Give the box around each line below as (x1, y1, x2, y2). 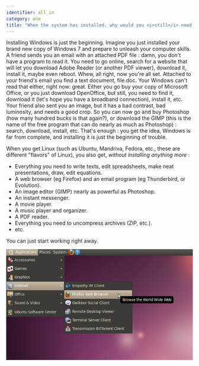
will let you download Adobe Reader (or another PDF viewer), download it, (6, 64, 187, 71)
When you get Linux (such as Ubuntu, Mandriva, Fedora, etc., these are (6, 145, 181, 152)
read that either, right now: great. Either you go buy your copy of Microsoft (6, 83, 188, 90)
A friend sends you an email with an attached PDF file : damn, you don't (6, 52, 181, 59)
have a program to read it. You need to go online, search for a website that (6, 58, 188, 65)
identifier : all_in (6, 9, 54, 15)
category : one (6, 15, 41, 22)
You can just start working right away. (6, 237, 99, 244)
